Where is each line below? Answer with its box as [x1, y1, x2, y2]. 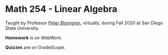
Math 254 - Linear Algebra [5, 3, 117, 15]
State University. [5, 25, 40, 31]
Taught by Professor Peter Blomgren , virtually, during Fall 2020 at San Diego [5, 20, 163, 26]
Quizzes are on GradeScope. [5, 44, 66, 50]
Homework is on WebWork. [5, 35, 63, 41]
